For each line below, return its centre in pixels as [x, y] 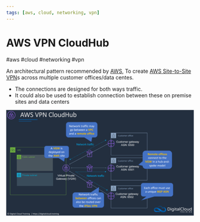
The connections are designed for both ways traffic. [79, 89]
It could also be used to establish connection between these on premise [103, 95]
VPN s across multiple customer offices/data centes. [70, 77]
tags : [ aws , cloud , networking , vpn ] [53, 13]
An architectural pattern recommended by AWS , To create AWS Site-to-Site [99, 71]
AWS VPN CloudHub [58, 43]
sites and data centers [42, 101]
